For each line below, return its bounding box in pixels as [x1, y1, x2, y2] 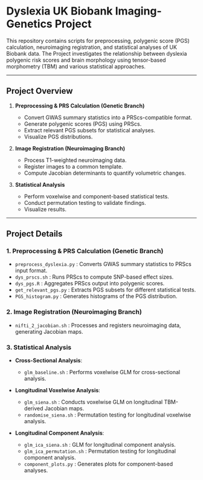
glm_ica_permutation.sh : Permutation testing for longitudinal [24, 447, 176, 455]
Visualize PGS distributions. [24, 133, 93, 140]
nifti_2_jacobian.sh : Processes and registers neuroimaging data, [14, 322, 181, 329]
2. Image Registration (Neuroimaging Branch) [6, 308, 142, 316]
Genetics [6, 17, 53, 31]
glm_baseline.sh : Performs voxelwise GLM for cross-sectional [24, 369, 180, 376]
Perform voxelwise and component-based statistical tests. [24, 192, 169, 200]
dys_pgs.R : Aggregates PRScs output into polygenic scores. [14, 280, 165, 287]
